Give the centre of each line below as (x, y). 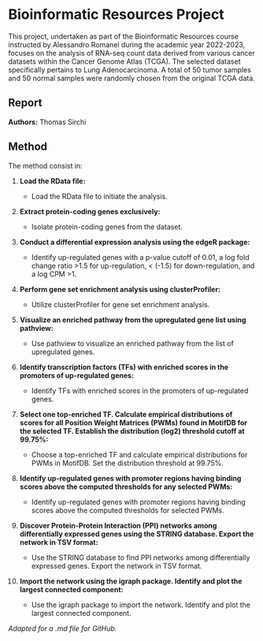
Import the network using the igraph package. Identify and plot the (131, 581)
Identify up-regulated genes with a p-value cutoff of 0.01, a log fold (140, 257)
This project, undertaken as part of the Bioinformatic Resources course (123, 36)
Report (25, 103)
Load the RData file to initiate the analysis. (99, 196)
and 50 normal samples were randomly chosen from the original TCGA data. (132, 78)
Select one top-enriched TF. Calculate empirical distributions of (126, 414)
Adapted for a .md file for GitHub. (63, 628)
